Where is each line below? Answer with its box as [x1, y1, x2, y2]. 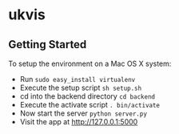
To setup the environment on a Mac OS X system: [8, 59, 172, 68]
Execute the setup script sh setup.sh [19, 83, 142, 92]
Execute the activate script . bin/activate [19, 100, 161, 109]
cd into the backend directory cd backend [19, 91, 156, 101]
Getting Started [8, 38, 87, 51]
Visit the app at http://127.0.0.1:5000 [19, 117, 138, 126]
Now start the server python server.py [19, 108, 148, 118]
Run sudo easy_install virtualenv [19, 75, 136, 83]
